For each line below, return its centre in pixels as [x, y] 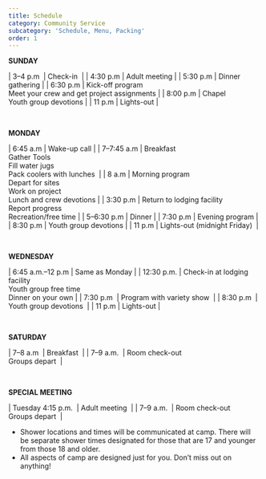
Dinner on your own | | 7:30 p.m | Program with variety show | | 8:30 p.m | [133, 298]
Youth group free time [44, 289]
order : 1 [23, 38]
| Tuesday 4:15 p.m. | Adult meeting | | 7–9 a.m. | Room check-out [119, 408]
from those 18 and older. [60, 449]
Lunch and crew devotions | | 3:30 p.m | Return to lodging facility [115, 200]
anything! [35, 466]
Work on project [35, 191]
